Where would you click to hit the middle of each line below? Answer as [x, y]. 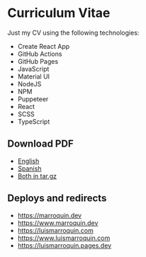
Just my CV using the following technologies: [73, 33]
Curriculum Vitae [59, 13]
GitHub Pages [38, 61]
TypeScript [34, 121]
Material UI [34, 76]
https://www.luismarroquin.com [64, 238]
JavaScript [33, 69]
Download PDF [40, 144]
